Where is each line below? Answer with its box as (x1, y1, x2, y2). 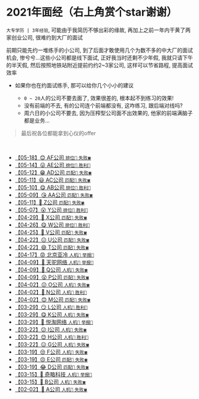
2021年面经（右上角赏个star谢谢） (6, 5, 177, 19)
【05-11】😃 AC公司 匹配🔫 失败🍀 (14, 176, 91, 183)
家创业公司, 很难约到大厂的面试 (6, 33, 83, 41)
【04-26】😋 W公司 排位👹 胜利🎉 (14, 221, 90, 228)
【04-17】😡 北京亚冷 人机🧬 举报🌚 (14, 251, 95, 258)
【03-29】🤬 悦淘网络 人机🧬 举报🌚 (14, 318, 94, 325)
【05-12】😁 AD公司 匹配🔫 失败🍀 (14, 169, 92, 176)
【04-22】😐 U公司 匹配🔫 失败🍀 (14, 236, 90, 243)
